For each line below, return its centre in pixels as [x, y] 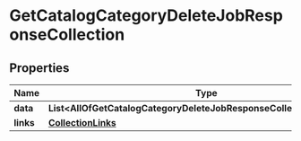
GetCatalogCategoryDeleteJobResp [146, 16]
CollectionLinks [82, 123]
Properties [39, 68]
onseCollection [67, 35]
